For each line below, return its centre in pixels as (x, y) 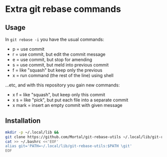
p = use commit (28, 49)
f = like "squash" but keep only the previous (57, 70)
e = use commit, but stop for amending (52, 60)
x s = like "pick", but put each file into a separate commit (70, 100)
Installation (23, 121)
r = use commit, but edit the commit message (59, 54)
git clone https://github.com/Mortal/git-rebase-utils (63, 137)
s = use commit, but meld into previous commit (60, 65)
